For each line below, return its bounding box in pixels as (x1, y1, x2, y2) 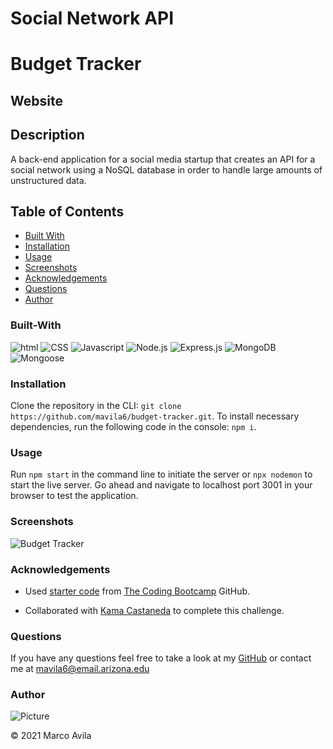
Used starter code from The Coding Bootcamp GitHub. (24, 585, 251, 597)
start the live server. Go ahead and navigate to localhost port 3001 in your (10, 479, 313, 491)
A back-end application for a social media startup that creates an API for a (10, 153, 316, 165)
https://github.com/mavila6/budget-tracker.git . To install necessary (10, 410, 300, 422)
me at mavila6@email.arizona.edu (10, 663, 150, 675)
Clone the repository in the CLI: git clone (10, 399, 182, 411)
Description (10, 127, 85, 144)
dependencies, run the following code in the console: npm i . (10, 420, 257, 432)
